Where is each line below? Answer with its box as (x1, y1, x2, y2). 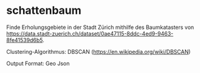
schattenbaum (6, 4, 82, 17)
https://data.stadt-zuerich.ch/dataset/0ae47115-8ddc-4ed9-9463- (6, 30, 174, 37)
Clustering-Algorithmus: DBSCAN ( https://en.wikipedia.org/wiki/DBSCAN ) (6, 48, 191, 55)
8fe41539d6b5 (6, 36, 43, 43)
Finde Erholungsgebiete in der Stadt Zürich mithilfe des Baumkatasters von (6, 24, 195, 31)
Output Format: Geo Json (6, 60, 70, 67)
